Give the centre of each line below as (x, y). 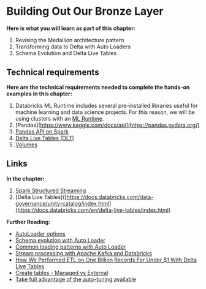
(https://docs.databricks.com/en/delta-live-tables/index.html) (93, 210)
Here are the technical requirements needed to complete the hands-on (98, 87)
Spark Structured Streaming (51, 190)
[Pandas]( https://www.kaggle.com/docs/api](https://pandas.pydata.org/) (107, 125)
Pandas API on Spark (42, 131)
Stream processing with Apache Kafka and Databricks (83, 253)
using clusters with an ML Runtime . (59, 118)
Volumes (26, 144)
